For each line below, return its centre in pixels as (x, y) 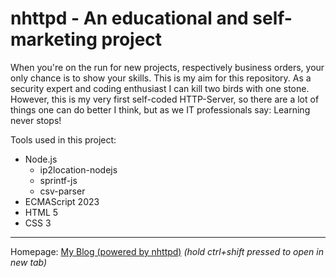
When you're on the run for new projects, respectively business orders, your (167, 67)
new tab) (29, 262)
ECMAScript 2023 (62, 201)
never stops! (36, 120)
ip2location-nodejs (78, 169)
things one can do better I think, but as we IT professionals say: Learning (160, 109)
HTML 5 (41, 212)
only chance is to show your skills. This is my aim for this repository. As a (161, 78)
